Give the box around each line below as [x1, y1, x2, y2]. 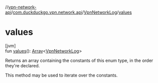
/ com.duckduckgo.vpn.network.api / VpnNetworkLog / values [11, 9, 132, 15]
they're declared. [5, 62, 40, 68]
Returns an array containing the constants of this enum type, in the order [5, 57, 154, 63]
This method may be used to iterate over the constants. [5, 72, 118, 78]
